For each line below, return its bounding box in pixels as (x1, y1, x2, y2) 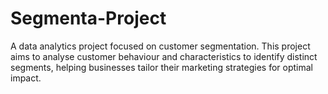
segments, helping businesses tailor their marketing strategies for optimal (10, 61, 313, 73)
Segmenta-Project (10, 7, 167, 30)
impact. (10, 72, 42, 84)
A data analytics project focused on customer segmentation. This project (10, 40, 311, 52)
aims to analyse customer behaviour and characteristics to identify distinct (10, 50, 318, 62)
